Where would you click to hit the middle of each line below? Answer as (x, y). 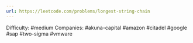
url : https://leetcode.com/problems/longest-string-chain (78, 11)
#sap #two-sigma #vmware (39, 34)
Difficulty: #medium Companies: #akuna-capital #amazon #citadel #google (96, 28)
